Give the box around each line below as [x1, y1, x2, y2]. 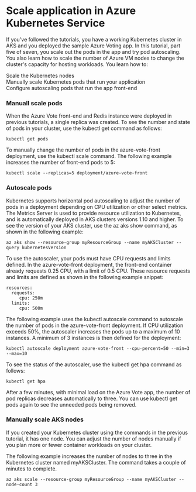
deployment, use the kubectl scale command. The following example [6, 153, 172, 160]
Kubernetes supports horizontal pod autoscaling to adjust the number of [6, 197, 180, 204]
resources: [6, 285, 33, 291]
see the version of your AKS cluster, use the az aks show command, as [6, 222, 177, 229]
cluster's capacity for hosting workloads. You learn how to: [6, 60, 148, 68]
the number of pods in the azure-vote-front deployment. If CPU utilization [6, 322, 184, 329]
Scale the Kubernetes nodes [6, 72, 75, 79]
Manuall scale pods [6, 99, 63, 107]
